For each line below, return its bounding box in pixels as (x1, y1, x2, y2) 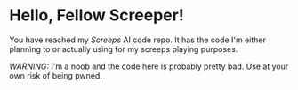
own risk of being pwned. (9, 70, 102, 80)
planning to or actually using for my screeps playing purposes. (9, 43, 238, 54)
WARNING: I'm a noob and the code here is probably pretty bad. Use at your (9, 61, 289, 71)
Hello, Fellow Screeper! (9, 5, 184, 26)
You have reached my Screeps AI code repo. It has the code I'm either (9, 34, 267, 45)
